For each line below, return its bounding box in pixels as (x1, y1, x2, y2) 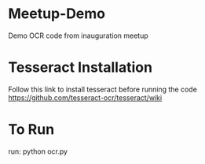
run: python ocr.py (8, 147, 68, 156)
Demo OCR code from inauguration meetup (8, 31, 149, 40)
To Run (8, 121, 55, 139)
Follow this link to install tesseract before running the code (8, 84, 198, 94)
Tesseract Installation (8, 58, 153, 76)
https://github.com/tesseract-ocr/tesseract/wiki (8, 92, 163, 102)
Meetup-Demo (8, 5, 106, 23)
